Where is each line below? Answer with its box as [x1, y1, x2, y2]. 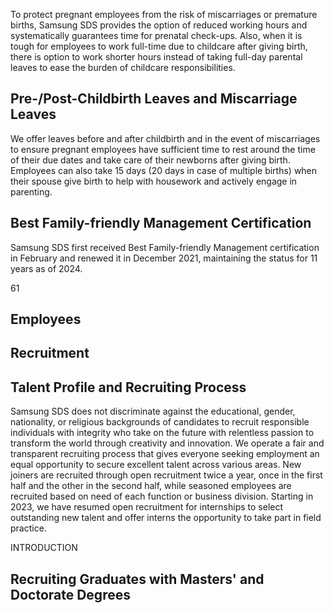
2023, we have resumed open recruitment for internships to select [10, 501, 284, 513]
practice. [10, 522, 47, 534]
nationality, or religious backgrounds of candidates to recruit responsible [10, 416, 310, 428]
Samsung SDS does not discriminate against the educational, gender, [10, 405, 296, 418]
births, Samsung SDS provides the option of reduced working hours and [10, 19, 308, 31]
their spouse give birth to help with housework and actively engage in [10, 175, 298, 187]
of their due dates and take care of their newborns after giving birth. [10, 154, 291, 166]
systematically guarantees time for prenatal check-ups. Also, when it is [10, 30, 303, 41]
